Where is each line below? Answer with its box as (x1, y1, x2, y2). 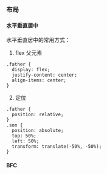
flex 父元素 (15, 49, 43, 57)
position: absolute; (12, 128, 64, 134)
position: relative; (12, 111, 64, 118)
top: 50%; (12, 133, 36, 139)
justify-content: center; (12, 72, 78, 78)
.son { (6, 122, 23, 128)
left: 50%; (12, 138, 40, 144)
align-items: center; (12, 77, 67, 83)
